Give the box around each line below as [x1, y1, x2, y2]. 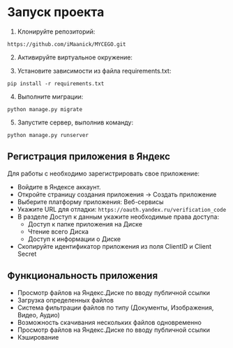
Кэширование [17, 333, 59, 341]
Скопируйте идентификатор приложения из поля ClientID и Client [17, 242, 211, 250]
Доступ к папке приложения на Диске [27, 219, 143, 228]
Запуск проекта [7, 4, 105, 20]
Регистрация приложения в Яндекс [7, 151, 171, 163]
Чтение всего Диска [27, 227, 89, 235]
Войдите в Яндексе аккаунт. [17, 182, 101, 191]
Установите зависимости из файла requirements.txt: [17, 66, 172, 75]
